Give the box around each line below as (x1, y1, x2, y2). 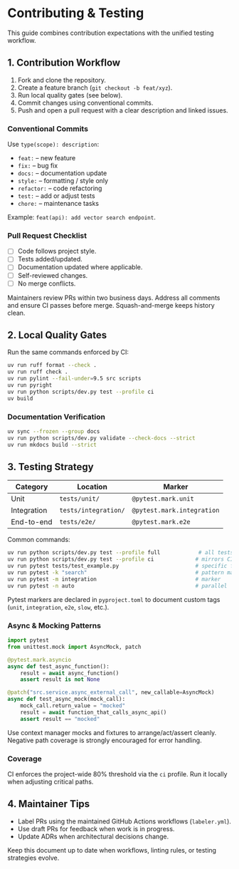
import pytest (7, 637, 50, 644)
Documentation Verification (7, 412, 105, 422)
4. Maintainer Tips (7, 798, 90, 810)
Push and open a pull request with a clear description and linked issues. (17, 105, 229, 115)
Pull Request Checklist (7, 230, 87, 240)
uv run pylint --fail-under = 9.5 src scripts (7, 375, 142, 383)
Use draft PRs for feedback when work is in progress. (17, 824, 175, 833)
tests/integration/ (59, 506, 126, 514)
